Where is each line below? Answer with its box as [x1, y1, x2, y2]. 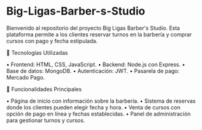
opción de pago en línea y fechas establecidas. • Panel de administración [6, 110, 191, 117]
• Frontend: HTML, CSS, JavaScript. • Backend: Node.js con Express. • [6, 61, 186, 68]
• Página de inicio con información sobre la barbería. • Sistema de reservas [6, 97, 196, 104]
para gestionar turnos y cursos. [6, 117, 85, 124]
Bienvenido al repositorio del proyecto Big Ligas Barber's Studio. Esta [6, 24, 181, 32]
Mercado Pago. [6, 74, 45, 81]
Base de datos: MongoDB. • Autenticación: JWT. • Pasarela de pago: [6, 67, 179, 74]
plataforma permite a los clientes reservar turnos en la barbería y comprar [6, 30, 192, 38]
